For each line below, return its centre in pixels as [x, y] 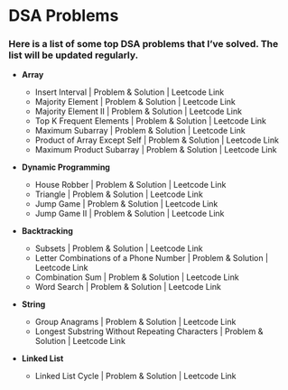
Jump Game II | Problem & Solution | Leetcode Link [130, 214]
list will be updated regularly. [74, 55]
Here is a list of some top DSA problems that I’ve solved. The [144, 44]
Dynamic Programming [65, 167]
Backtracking [47, 231]
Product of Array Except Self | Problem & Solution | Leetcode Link [157, 140]
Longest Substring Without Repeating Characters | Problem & [149, 331]
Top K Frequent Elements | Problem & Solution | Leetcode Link [151, 121]
